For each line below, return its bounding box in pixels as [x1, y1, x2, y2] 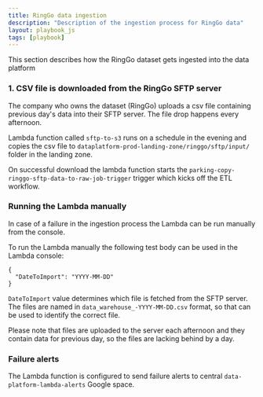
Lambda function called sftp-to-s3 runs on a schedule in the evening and [8, 133, 247, 142]
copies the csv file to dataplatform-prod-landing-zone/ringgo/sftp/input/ [8, 141, 250, 150]
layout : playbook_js [8, 26, 76, 34]
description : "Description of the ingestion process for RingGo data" [8, 19, 244, 27]
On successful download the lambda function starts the [8, 164, 188, 174]
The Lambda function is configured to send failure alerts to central [8, 371, 223, 381]
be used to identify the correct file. [8, 310, 120, 319]
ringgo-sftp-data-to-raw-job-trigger [8, 175, 132, 182]
